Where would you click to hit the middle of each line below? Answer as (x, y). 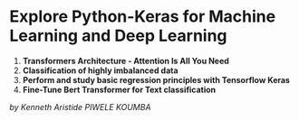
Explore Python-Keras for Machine (143, 17)
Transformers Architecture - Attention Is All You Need (125, 60)
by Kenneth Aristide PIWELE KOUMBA (80, 107)
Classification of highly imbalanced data (100, 70)
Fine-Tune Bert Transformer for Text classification (119, 89)
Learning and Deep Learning (119, 36)
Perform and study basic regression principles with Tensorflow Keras (156, 79)
